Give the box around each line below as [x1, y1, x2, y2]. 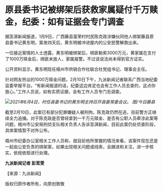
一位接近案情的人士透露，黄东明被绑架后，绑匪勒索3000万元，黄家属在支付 [5, 49, 156, 56]
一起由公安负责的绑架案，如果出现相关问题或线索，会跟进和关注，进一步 [5, 143, 149, 149]
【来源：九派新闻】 [5, 170, 44, 176]
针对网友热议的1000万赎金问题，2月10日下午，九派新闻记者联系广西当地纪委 [5, 76, 158, 82]
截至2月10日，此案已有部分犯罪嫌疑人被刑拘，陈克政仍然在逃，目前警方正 [5, 109, 153, 115]
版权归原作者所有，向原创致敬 [5, 180, 65, 187]
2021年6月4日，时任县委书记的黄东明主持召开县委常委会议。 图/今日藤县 [10, 99, 155, 105]
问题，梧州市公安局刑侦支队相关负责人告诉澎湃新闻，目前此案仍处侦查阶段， [5, 121, 158, 127]
